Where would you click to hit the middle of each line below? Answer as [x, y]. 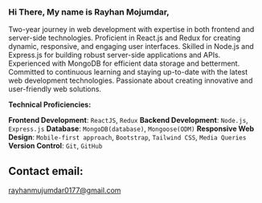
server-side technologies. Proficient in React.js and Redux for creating [125, 38]
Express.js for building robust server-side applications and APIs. [115, 55]
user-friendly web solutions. [55, 89]
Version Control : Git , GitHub [55, 146]
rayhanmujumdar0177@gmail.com [65, 190]
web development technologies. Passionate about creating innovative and [131, 81]
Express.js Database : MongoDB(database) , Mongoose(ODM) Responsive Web [131, 129]
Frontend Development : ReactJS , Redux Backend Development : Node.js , [129, 120]
